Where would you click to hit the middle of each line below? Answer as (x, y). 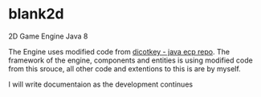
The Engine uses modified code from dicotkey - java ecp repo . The (119, 51)
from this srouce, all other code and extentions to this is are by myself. (124, 68)
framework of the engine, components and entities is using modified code (130, 60)
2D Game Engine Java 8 (48, 36)
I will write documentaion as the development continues (101, 84)
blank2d (36, 14)
